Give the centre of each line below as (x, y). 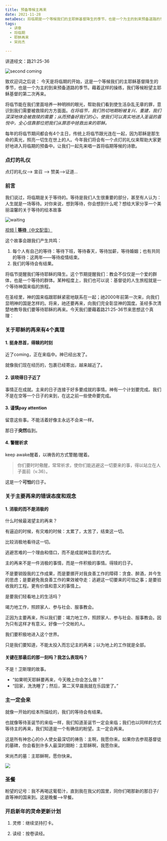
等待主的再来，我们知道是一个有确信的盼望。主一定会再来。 (66, 728)
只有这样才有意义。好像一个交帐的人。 (48, 624)
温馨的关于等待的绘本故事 (35, 210)
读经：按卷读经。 (30, 834)
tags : (11, 24)
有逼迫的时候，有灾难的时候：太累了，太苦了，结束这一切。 (66, 531)
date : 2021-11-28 (23, 14)
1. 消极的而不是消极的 (27, 509)
